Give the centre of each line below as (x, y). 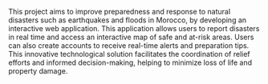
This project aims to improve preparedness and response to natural (120, 12)
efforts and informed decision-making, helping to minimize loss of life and (130, 62)
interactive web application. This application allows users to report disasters (134, 28)
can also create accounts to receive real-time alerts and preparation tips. (129, 46)
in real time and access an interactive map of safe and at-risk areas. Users (131, 37)
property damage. (38, 71)
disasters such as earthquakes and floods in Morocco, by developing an (128, 20)
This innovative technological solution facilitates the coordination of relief (129, 54)
